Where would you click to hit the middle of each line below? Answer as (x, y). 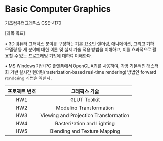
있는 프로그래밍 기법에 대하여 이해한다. (56, 55)
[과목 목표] (15, 33)
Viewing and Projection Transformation (85, 115)
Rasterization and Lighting (85, 123)
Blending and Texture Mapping (85, 131)
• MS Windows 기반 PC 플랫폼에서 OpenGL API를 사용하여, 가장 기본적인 (75, 66)
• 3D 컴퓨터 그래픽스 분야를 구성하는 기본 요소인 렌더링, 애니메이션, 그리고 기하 (80, 43)
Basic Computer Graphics (58, 9)
